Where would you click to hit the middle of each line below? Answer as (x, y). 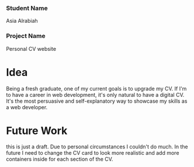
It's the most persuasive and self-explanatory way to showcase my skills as (97, 101)
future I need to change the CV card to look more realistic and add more (93, 153)
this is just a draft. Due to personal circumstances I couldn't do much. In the (97, 147)
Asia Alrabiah (22, 21)
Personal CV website (31, 48)
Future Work (37, 131)
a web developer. (27, 107)
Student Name (27, 8)
